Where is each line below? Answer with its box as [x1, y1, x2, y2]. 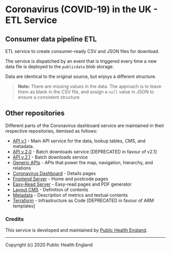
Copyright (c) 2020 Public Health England [5, 242, 93, 248]
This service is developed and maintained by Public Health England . [5, 227, 148, 233]
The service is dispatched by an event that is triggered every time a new [5, 58, 157, 64]
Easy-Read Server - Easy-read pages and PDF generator [12, 181, 132, 187]
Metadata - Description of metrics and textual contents [12, 192, 128, 198]
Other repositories [5, 109, 65, 118]
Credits [5, 215, 24, 222]
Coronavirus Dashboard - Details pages [12, 170, 96, 176]
